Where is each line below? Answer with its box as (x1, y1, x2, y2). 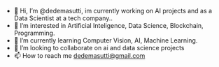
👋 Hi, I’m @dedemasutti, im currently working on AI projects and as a (13, 7, 212, 15)
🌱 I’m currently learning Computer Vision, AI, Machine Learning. (13, 36, 198, 45)
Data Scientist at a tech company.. (13, 14, 113, 22)
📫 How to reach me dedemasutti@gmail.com (13, 52, 146, 59)
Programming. (13, 29, 55, 37)
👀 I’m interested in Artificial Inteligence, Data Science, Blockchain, (13, 22, 204, 29)
